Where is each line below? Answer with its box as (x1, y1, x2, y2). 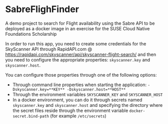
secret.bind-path (12, 113, 49, 119)
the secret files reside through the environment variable (12, 107, 129, 113)
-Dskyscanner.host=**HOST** (67, 87, 126, 92)
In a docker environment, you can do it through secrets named (12, 97, 142, 103)
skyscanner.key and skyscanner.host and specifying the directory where (12, 102, 163, 108)
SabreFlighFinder (5, 4, 79, 15)
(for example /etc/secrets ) (50, 112, 107, 119)
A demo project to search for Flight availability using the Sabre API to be (5, 20, 155, 26)
